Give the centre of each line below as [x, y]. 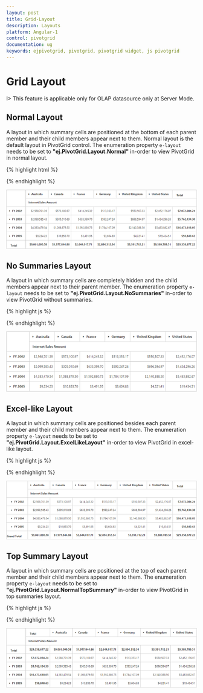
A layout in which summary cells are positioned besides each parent [91, 423]
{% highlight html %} [32, 169]
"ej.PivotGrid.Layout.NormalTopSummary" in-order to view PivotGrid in [97, 590]
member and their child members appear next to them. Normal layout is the [100, 138]
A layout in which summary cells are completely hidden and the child [92, 281]
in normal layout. [27, 158]
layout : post [23, 13]
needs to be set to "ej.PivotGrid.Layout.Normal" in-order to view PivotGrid [100, 151]
